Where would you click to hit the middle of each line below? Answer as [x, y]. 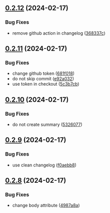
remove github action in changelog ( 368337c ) [59, 33]
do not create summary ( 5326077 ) [47, 125]
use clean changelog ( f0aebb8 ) [44, 165]
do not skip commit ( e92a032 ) [43, 79]
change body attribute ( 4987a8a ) [46, 206]
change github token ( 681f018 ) [43, 73]
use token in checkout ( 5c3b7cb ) [46, 84]
